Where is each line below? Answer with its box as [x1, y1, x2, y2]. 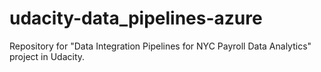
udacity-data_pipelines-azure [9, 7, 263, 30]
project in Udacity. [9, 50, 86, 62]
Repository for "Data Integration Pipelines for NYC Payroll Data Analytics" [9, 40, 312, 52]
